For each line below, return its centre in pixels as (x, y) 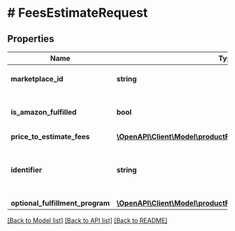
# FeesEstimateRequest (78, 13)
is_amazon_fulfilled (44, 112)
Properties (31, 39)
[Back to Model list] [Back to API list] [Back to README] (87, 220)
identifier (26, 170)
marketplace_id (37, 79)
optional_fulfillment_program (60, 203)
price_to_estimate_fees (50, 136)
